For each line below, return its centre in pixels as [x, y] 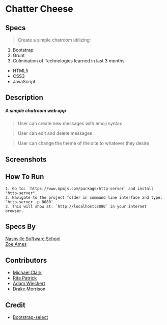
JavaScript [24, 82]
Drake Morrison [29, 289]
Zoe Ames [16, 244]
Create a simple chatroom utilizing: [54, 40]
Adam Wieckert [29, 284]
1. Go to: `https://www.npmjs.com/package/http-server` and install [79, 189]
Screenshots [26, 159]
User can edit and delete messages [55, 133]
